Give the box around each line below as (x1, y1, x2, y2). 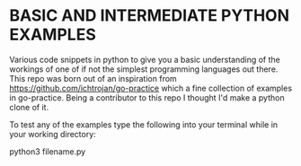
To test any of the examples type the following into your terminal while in (9, 118, 279, 130)
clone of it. (9, 101, 49, 112)
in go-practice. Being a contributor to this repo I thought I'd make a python (9, 92, 285, 103)
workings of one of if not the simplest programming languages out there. (9, 64, 279, 74)
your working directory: (9, 128, 96, 139)
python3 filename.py (9, 145, 86, 157)
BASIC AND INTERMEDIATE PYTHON (9, 5, 290, 26)
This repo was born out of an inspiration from (9, 73, 177, 83)
